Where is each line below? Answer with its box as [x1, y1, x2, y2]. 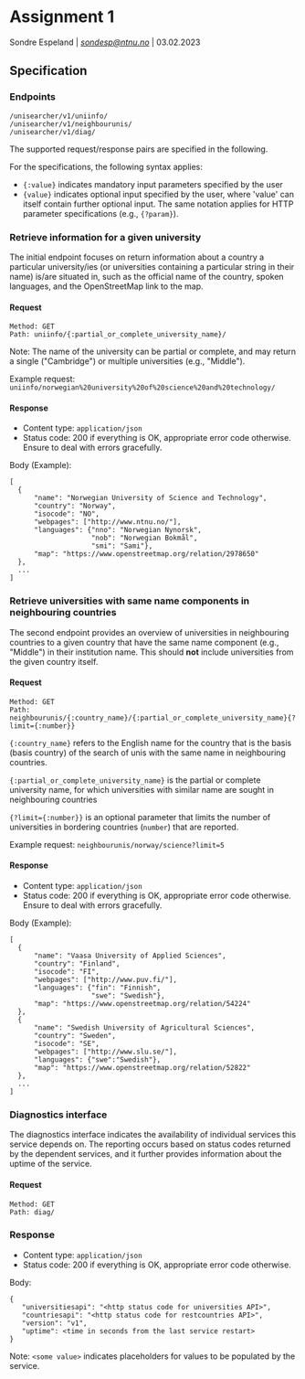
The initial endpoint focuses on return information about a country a [9, 251, 265, 262]
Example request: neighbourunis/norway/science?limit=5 [9, 839, 226, 850]
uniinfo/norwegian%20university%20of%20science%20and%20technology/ [9, 383, 276, 392]
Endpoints [9, 91, 57, 103]
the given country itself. [9, 656, 99, 667]
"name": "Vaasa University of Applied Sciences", [33, 951, 226, 961]
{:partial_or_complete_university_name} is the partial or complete [9, 775, 261, 786]
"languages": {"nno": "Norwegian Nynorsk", [33, 526, 203, 535]
